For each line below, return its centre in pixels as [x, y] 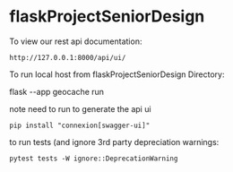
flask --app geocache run [57, 91]
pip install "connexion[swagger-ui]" [80, 125]
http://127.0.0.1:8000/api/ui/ [68, 57]
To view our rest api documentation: [76, 41]
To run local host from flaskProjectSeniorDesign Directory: [117, 74]
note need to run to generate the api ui [80, 108]
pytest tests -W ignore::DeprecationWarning [94, 159]
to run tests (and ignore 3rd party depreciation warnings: [114, 142]
